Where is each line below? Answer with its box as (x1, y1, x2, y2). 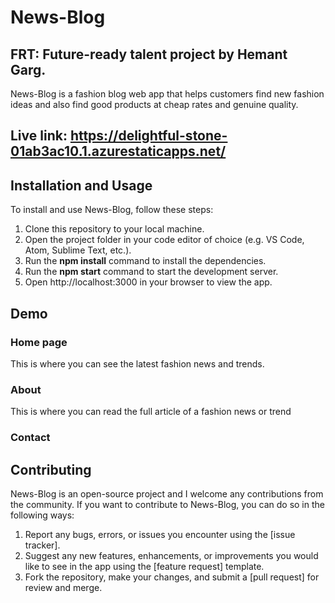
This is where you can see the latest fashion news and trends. (10, 357, 265, 370)
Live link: (10, 127, 68, 145)
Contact (10, 431, 51, 445)
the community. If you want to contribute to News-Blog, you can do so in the (10, 498, 325, 510)
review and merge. (24, 581, 103, 593)
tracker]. (24, 539, 61, 551)
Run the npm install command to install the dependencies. (24, 255, 267, 267)
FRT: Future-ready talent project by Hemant (10, 46, 288, 63)
